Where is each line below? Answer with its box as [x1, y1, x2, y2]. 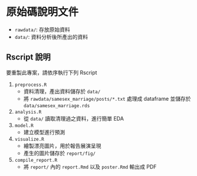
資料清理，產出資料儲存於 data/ [23, 88, 101, 95]
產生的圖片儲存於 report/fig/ [23, 150, 96, 157]
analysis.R [14, 109, 42, 115]
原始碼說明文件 [6, 5, 79, 19]
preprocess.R [14, 82, 47, 88]
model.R [14, 122, 34, 128]
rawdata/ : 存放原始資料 [14, 26, 71, 33]
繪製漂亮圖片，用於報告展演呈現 [23, 142, 101, 149]
